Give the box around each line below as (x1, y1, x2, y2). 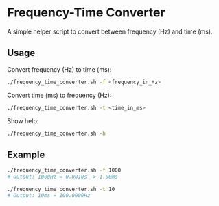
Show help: (7, 116, 39, 125)
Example (7, 149, 45, 160)
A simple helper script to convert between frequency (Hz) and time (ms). (7, 27, 213, 36)
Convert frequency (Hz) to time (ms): (7, 65, 112, 73)
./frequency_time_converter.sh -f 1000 (7, 167, 122, 174)
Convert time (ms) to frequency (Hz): (7, 91, 112, 99)
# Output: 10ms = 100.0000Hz (7, 192, 91, 199)
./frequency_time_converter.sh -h (7, 130, 106, 137)
